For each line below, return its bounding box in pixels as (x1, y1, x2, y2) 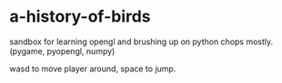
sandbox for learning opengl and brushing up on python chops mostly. (9, 36, 274, 47)
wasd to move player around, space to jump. (9, 63, 176, 74)
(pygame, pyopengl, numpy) (9, 45, 116, 56)
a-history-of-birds (9, 6, 152, 27)
